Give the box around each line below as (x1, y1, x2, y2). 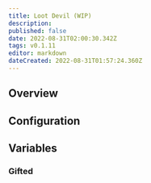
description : (8, 19, 52, 27)
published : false (8, 27, 67, 35)
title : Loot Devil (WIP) (8, 11, 92, 20)
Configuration (8, 114, 81, 127)
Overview (8, 86, 59, 101)
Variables (8, 142, 58, 156)
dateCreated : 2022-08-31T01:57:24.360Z (8, 57, 143, 65)
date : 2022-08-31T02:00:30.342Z (8, 34, 117, 43)
